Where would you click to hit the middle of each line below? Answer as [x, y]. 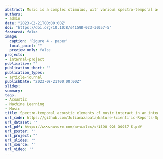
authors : [14, 14]
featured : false [21, 32]
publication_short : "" [28, 68]
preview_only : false [30, 50]
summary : [14, 91]
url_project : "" [21, 136]
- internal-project [25, 59]
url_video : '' [19, 149]
